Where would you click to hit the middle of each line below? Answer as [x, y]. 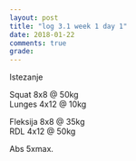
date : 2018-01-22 [42, 34]
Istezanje [26, 77]
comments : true [38, 43]
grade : [22, 52]
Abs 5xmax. [32, 149]
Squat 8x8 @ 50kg [44, 95]
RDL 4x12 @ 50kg [43, 131]
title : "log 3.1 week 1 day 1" [68, 26]
